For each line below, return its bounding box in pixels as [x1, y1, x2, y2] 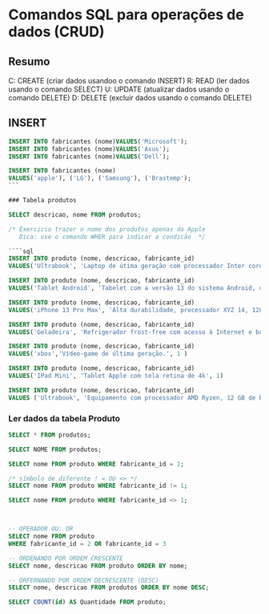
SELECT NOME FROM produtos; [8, 445, 102, 453]
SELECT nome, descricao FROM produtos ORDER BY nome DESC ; [8, 584, 210, 592]
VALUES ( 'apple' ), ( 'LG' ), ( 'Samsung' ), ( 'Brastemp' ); [8, 174, 192, 182]
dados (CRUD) [8, 22, 105, 41]
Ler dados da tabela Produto [8, 413, 121, 424]
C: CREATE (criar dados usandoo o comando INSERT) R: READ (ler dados [8, 76, 250, 85]
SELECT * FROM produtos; [8, 431, 91, 439]
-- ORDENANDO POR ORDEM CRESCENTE [8, 554, 124, 563]
